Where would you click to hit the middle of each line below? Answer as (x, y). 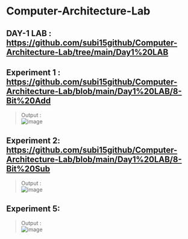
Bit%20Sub (28, 169)
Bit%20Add (29, 101)
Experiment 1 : (33, 73)
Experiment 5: (33, 209)
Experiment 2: (33, 141)
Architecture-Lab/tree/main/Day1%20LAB (87, 52)
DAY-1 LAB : (29, 33)
